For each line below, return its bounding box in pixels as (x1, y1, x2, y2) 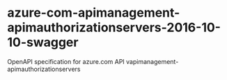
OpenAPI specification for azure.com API (7, 57, 125, 65)
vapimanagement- (126, 57, 179, 65)
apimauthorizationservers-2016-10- (7, 19, 221, 35)
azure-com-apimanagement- (7, 5, 180, 21)
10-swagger (7, 35, 79, 50)
